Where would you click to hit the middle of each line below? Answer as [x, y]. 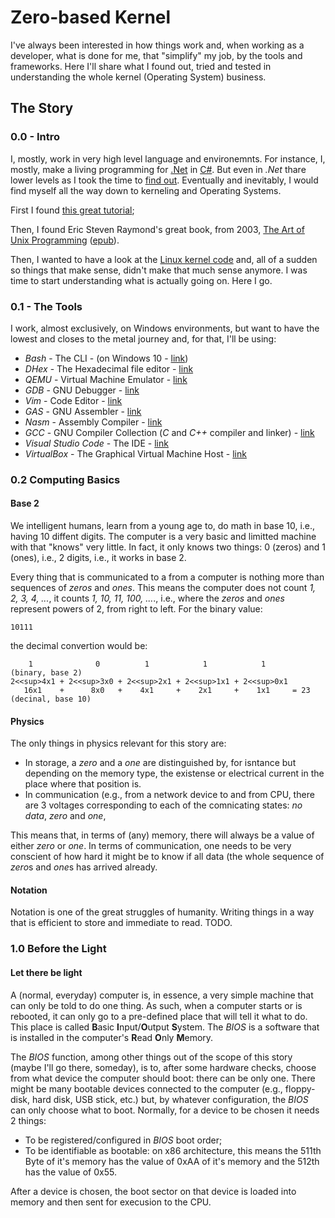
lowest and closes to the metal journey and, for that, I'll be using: [143, 338]
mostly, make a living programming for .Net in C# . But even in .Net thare [158, 169]
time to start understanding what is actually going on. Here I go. [141, 280]
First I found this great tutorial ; [72, 210]
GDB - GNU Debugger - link [82, 390]
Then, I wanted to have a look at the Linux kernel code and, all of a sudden [164, 259]
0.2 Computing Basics [65, 479]
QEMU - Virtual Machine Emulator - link [106, 379]
